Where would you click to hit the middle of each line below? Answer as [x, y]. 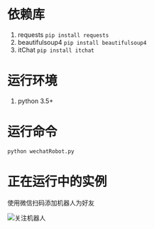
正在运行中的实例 [57, 181]
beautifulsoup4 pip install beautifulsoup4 [82, 42]
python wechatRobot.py [41, 151]
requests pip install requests [63, 34]
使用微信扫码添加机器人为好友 [51, 203]
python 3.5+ [35, 101]
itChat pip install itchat [56, 50]
